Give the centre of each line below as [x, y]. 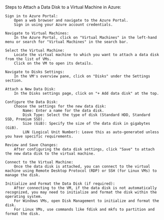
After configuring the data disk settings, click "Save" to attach [84, 149]
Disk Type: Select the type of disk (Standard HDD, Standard [87, 115]
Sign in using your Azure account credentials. [63, 25]
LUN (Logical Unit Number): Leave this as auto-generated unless [91, 132]
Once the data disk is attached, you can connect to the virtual [82, 166]
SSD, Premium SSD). [25, 119]
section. [14, 81]
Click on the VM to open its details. [54, 63]
